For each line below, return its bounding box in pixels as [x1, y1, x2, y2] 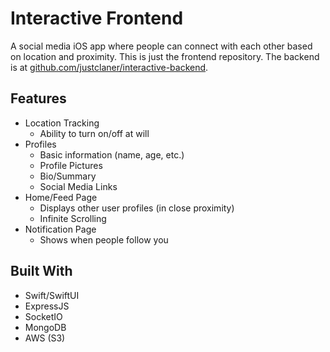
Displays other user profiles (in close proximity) [39, 202, 235, 214]
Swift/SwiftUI [24, 289, 80, 301]
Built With [10, 263, 73, 280]
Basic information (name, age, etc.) [39, 148, 185, 161]
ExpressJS [24, 300, 70, 312]
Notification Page [24, 223, 97, 235]
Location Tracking [24, 117, 100, 129]
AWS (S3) [24, 332, 66, 344]
